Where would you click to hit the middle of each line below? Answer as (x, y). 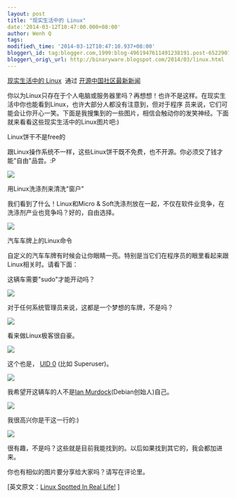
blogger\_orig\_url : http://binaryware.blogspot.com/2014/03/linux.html (116, 60)
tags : (15, 40)
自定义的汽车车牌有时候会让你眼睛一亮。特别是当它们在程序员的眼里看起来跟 (118, 255)
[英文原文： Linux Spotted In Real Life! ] (64, 487)
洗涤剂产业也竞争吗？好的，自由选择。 (63, 212)
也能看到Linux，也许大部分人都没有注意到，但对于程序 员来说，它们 (124, 104)
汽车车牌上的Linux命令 (40, 241)
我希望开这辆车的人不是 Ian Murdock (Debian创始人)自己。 (90, 392)
